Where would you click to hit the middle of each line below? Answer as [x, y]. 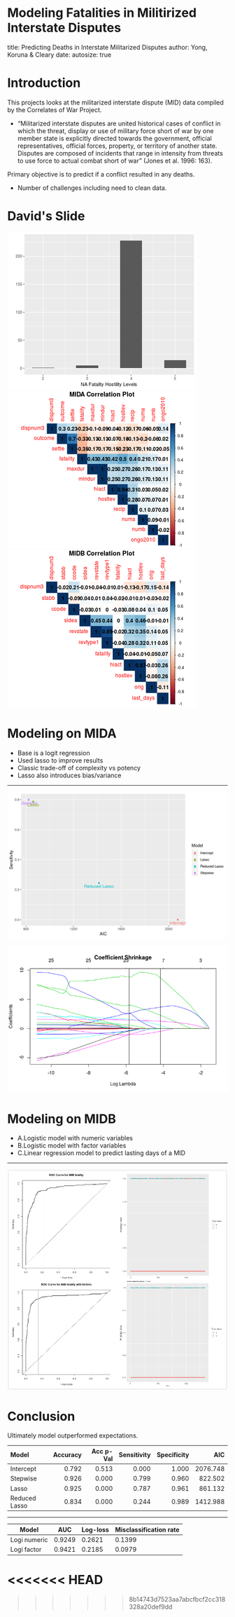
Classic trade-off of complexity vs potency [79, 767]
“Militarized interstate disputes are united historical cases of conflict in [119, 123]
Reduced [23, 1498]
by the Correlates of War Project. [55, 109]
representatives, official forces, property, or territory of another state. [117, 146]
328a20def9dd [151, 1606]
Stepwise [23, 1479]
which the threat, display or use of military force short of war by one [115, 130]
